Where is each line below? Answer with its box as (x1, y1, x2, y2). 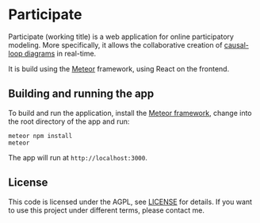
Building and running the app (8, 87, 155, 101)
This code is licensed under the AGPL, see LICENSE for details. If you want (8, 197, 252, 206)
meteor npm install (8, 132, 73, 140)
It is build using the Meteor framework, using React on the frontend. (8, 63, 230, 73)
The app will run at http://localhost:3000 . (8, 152, 148, 162)
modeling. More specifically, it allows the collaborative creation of (8, 40, 223, 49)
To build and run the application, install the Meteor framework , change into (8, 108, 252, 117)
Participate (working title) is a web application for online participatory (8, 32, 234, 41)
